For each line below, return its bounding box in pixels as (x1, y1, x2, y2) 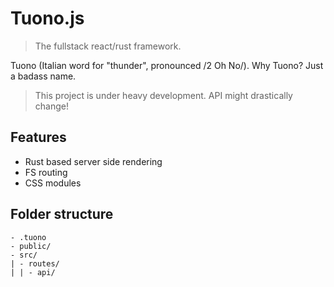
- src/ (10, 250, 38, 260)
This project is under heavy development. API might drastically (34, 89, 293, 101)
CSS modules (24, 177, 82, 189)
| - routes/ (10, 258, 60, 269)
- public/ (10, 241, 52, 251)
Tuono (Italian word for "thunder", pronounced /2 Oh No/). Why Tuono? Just (10, 59, 324, 71)
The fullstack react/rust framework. (34, 40, 182, 52)
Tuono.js (10, 7, 85, 30)
